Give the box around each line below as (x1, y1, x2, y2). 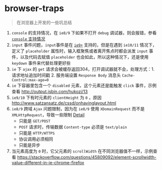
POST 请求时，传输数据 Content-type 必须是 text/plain (18, 124, 127, 130)
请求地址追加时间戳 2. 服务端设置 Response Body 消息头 (11, 72, 121, 78)
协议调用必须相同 (18, 136, 53, 142)
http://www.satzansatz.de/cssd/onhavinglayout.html (11, 100, 116, 106)
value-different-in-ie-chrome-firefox (11, 159, 84, 165)
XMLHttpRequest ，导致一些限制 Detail (11, 112, 85, 118)
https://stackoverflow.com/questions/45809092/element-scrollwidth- (17, 154, 157, 160)
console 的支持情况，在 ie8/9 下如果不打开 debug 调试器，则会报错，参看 (11, 30, 157, 35)
